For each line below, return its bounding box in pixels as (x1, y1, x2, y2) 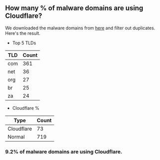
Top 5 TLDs (12, 40, 36, 46)
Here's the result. (5, 30, 41, 36)
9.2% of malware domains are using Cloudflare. (5, 148, 122, 155)
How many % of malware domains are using (5, 4, 144, 12)
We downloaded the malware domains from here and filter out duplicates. (5, 25, 156, 31)
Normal (7, 133, 25, 140)
